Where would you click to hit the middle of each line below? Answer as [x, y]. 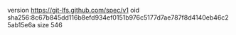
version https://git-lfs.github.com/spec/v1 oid [74, 10]
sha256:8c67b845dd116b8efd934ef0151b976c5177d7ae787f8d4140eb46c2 [118, 17]
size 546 [49, 25]
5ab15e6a [21, 25]
